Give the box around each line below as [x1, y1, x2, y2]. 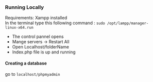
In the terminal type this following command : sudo [5, 20, 105, 26]
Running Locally [5, 4, 44, 11]
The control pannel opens [12, 33, 64, 40]
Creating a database [5, 60, 47, 66]
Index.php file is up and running [12, 49, 76, 55]
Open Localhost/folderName [12, 44, 69, 50]
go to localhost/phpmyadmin [5, 71, 60, 77]
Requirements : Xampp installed [5, 15, 67, 21]
